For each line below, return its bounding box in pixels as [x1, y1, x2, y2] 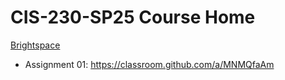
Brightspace [10, 39, 61, 51]
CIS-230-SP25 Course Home [10, 6, 256, 29]
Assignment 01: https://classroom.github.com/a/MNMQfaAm [24, 58, 275, 70]
